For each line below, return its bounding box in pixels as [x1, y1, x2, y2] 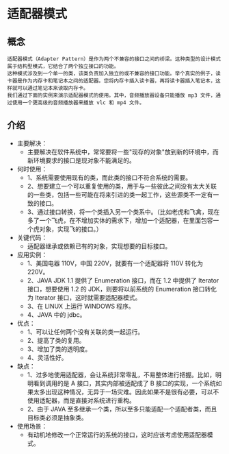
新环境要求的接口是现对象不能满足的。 [27, 156, 135, 165]
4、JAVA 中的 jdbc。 [27, 310, 86, 319]
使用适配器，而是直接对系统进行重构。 [27, 396, 135, 405]
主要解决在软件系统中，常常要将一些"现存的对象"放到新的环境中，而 [27, 147, 219, 156]
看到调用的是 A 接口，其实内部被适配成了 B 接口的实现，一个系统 [33, 379, 217, 387]
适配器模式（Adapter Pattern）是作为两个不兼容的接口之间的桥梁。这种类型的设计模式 [7, 56, 221, 62]
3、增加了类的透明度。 [27, 344, 92, 353]
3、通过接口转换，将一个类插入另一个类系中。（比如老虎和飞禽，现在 [27, 207, 220, 216]
